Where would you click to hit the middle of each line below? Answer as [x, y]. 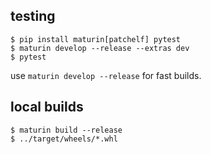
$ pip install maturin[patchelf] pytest [96, 39]
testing [33, 16]
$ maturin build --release [66, 130]
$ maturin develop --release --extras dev [100, 48]
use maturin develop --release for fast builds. [106, 75]
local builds [47, 107]
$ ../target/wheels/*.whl [64, 139]
